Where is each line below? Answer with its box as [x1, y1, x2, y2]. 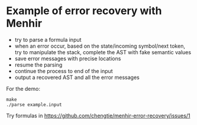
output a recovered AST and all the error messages [14, 74, 140, 81]
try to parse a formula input [14, 36, 82, 43]
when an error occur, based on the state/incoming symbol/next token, [14, 42, 185, 50]
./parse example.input [6, 101, 62, 107]
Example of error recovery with [6, 4, 162, 18]
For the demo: [6, 85, 40, 92]
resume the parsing [14, 61, 63, 68]
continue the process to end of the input [14, 67, 114, 74]
